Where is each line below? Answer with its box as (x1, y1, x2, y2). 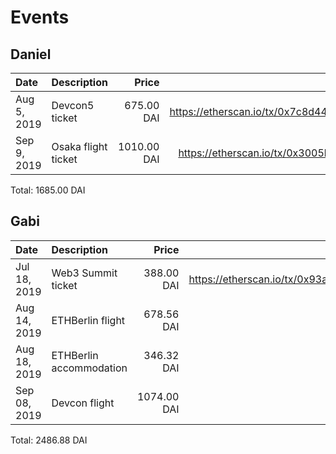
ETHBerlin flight (51, 313, 126, 327)
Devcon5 (51, 99, 95, 112)
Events (10, 6, 70, 29)
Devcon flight (51, 396, 115, 410)
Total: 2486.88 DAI (10, 434, 88, 446)
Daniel (10, 46, 52, 63)
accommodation (51, 361, 128, 375)
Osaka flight (51, 140, 108, 153)
